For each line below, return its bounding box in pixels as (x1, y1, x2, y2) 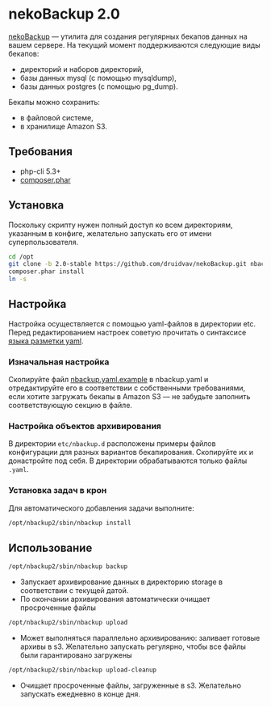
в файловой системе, (19, 112, 94, 122)
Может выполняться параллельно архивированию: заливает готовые (19, 633, 261, 643)
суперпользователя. (8, 237, 79, 246)
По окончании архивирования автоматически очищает (19, 595, 211, 604)
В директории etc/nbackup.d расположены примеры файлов (8, 439, 216, 448)
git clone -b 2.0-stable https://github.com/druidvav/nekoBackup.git (8, 260, 248, 268)
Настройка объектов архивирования (8, 421, 161, 432)
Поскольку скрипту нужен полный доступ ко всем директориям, (8, 220, 233, 229)
